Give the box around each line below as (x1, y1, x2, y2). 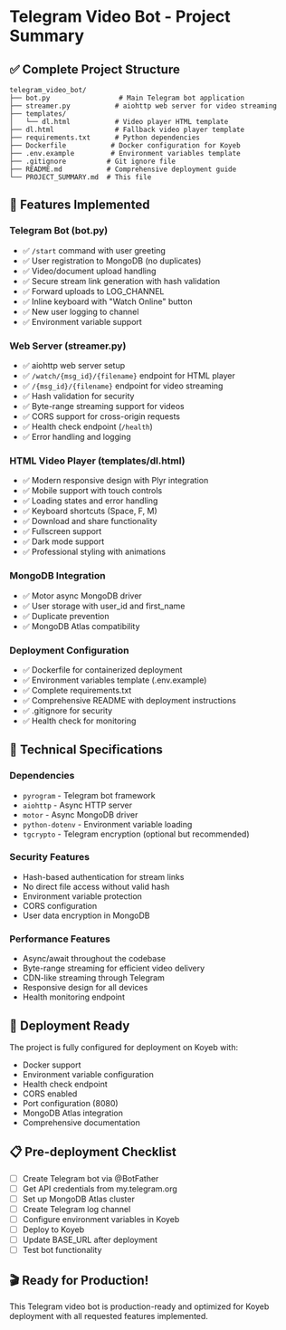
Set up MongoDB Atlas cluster (22, 1193, 136, 1204)
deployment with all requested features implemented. (9, 1311, 208, 1322)
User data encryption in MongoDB (22, 910, 150, 921)
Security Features (9, 851, 91, 864)
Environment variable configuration (22, 1068, 154, 1079)
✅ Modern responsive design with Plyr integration (22, 475, 209, 486)
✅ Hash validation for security (22, 390, 135, 401)
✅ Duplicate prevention (22, 610, 110, 621)
